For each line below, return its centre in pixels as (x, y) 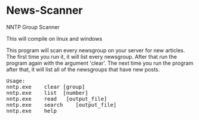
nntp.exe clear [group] (46, 87)
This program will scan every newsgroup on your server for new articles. (96, 50)
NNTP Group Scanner (33, 27)
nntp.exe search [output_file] (62, 105)
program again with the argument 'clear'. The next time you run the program (100, 63)
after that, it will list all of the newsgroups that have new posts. (83, 69)
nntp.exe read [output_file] (57, 99)
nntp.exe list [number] (47, 93)
